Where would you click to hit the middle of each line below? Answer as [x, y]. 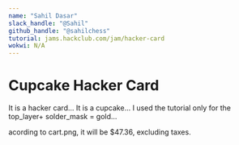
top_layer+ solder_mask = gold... [63, 117]
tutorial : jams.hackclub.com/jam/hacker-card [86, 38]
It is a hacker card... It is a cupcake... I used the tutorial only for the [119, 108]
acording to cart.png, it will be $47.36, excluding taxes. [100, 132]
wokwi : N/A [27, 46]
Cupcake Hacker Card [84, 86]
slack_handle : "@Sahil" [49, 23]
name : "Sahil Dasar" [43, 16]
